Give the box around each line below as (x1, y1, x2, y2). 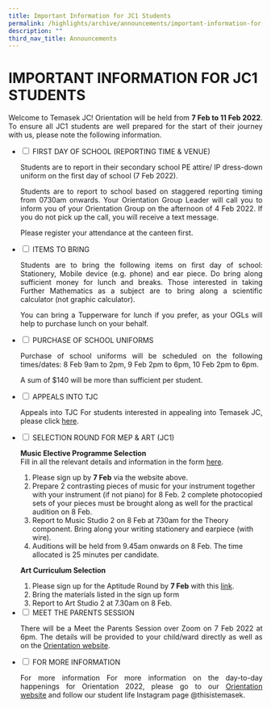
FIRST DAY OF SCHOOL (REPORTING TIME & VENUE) (31, 147, 211, 157)
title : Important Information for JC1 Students (8, 11, 172, 20)
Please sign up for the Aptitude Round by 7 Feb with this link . (31, 581, 235, 591)
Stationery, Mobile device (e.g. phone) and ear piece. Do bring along (19, 269, 263, 279)
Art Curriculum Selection (19, 566, 106, 576)
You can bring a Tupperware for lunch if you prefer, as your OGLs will (19, 310, 263, 320)
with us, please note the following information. (8, 130, 162, 140)
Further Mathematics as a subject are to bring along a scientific (19, 286, 263, 295)
